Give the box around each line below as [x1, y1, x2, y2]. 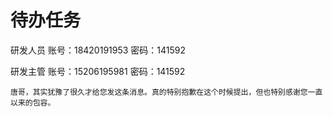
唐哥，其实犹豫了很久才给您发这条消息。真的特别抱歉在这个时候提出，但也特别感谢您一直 [10, 87, 323, 97]
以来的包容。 [10, 97, 56, 108]
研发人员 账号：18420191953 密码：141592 [10, 44, 187, 56]
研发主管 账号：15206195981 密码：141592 [10, 65, 186, 77]
